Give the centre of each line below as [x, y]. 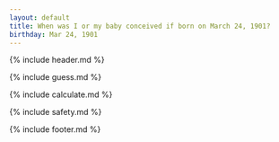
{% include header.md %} [57, 60]
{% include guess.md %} [55, 77]
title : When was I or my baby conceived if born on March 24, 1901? [140, 26]
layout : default [39, 18]
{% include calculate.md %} [61, 94]
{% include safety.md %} [56, 112]
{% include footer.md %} [55, 129]
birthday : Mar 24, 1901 [54, 34]
